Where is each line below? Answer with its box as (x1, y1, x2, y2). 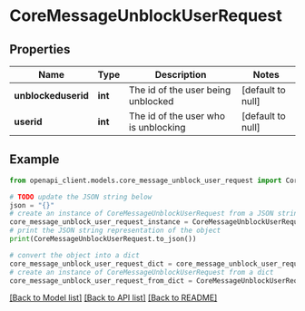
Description (154, 69, 207, 81)
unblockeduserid (14, 90, 89, 102)
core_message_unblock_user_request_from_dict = (9, 276, 193, 286)
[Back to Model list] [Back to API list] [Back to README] (9, 292, 218, 304)
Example (9, 151, 60, 168)
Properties (9, 42, 71, 57)
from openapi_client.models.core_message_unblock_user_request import (9, 176, 282, 185)
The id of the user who (128, 110, 225, 122)
